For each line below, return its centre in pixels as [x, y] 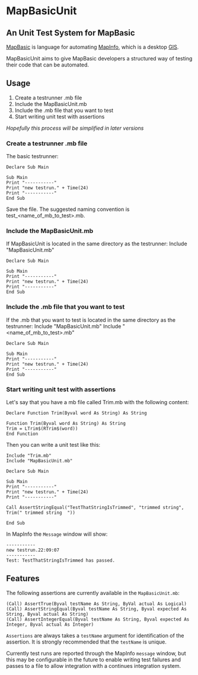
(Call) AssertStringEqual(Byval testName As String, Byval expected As [96, 609]
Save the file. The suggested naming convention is [68, 209]
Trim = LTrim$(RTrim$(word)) [42, 428]
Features [23, 579]
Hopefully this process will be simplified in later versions [75, 128]
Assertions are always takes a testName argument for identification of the [95, 635]
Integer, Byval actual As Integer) [50, 624]
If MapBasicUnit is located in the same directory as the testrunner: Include [97, 244]
